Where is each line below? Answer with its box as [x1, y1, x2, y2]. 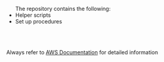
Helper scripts [15, 11, 51, 19]
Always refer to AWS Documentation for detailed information [6, 49, 159, 56]
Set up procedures [15, 18, 62, 25]
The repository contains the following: [15, 5, 111, 12]
